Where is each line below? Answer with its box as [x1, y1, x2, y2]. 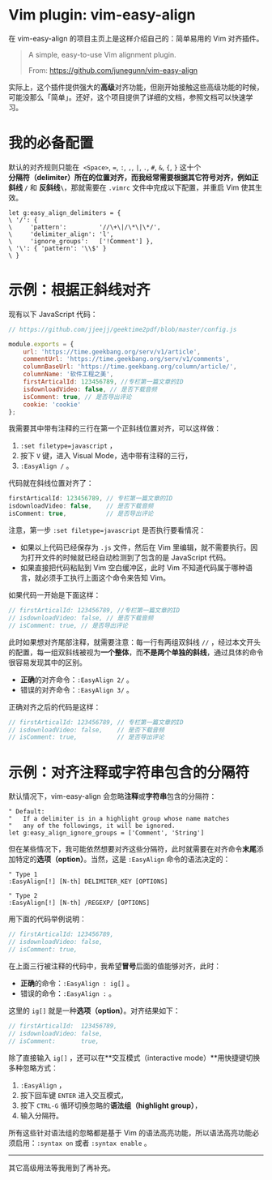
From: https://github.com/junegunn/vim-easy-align [28, 65, 198, 75]
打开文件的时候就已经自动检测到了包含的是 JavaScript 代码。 [27, 553, 231, 563]
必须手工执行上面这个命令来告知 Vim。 [41, 573, 171, 583]
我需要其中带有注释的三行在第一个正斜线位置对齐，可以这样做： [8, 423, 221, 433]
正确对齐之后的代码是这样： [8, 702, 101, 711]
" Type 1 [8, 870, 38, 879]
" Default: [8, 808, 45, 816]
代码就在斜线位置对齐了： [8, 478, 94, 488]
